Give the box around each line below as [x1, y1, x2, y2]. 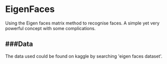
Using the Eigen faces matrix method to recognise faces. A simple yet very [5, 20, 159, 26]
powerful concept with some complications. [5, 25, 96, 31]
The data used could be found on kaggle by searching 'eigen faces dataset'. [5, 53, 163, 59]
